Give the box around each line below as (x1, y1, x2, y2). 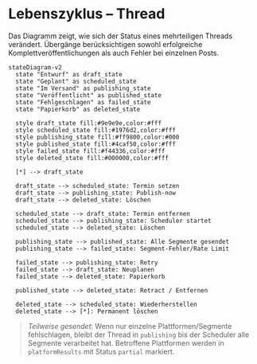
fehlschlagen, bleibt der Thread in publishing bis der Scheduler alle (27, 330, 250, 339)
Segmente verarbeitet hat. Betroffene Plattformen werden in (27, 338, 224, 347)
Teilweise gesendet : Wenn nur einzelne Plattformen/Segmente (27, 321, 232, 331)
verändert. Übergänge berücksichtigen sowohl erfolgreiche (8, 39, 203, 49)
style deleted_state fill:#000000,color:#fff (15, 154, 169, 162)
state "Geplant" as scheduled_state (15, 77, 137, 85)
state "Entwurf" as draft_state (15, 70, 123, 78)
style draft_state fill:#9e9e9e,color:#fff (15, 119, 162, 127)
